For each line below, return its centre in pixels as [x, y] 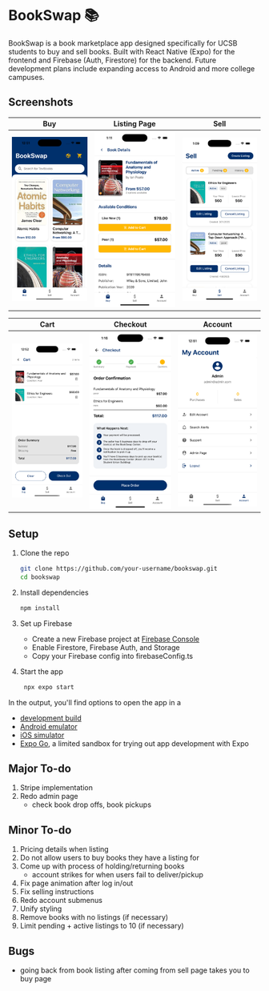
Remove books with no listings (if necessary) [94, 917]
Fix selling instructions [57, 892]
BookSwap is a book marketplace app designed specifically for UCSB [123, 43]
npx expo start [49, 687]
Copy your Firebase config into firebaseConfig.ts [112, 656]
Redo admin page [49, 796]
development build [50, 718]
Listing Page [134, 124]
